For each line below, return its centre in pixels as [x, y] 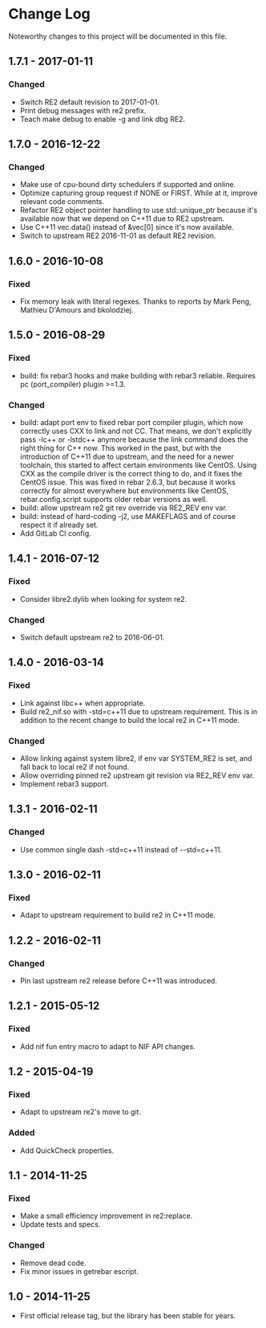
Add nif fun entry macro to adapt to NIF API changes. [108, 1046]
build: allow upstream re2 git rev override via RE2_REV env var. [124, 508]
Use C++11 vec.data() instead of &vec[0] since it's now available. [127, 227]
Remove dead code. [53, 1263]
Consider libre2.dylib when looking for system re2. [103, 599]
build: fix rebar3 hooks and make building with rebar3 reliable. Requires [138, 375]
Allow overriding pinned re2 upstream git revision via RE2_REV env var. [137, 775]
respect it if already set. [59, 525]
